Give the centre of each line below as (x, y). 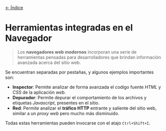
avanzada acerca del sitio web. (49, 63)
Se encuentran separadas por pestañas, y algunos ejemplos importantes (80, 72)
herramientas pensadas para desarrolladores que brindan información (89, 57)
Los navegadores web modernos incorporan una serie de (77, 52)
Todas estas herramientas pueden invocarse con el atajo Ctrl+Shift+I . (78, 123)
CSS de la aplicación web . (39, 92)
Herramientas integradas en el (69, 28)
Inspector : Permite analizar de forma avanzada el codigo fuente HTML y (87, 87)
